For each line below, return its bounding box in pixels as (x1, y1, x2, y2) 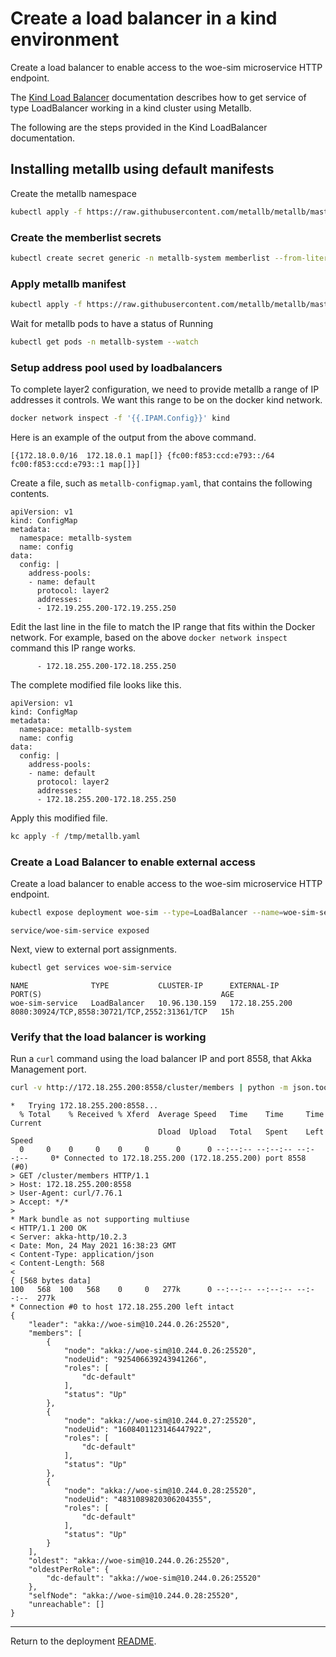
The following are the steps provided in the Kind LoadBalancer (10, 121, 268, 133)
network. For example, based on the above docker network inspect (10, 632, 288, 644)
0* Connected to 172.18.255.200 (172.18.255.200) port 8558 (50, 1153, 307, 1164)
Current (10, 1118, 43, 1129)
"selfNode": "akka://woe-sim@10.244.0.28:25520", (28, 1591, 240, 1601)
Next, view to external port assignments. (10, 943, 177, 956)
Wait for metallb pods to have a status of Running (10, 317, 214, 329)
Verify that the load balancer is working (10, 1030, 207, 1044)
